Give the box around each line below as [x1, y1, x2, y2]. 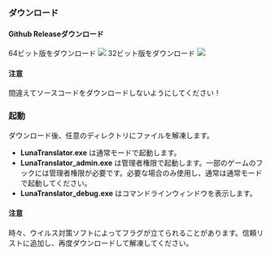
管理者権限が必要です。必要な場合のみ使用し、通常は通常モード [48, 168, 263, 178]
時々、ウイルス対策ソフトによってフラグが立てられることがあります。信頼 [8, 227, 257, 237]
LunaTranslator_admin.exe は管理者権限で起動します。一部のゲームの [20, 158, 256, 167]
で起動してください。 [20, 178, 92, 188]
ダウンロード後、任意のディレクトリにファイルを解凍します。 [8, 130, 214, 140]
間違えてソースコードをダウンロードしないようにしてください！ [8, 88, 221, 98]
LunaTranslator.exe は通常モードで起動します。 [20, 148, 181, 158]
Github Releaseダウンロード [8, 28, 104, 38]
